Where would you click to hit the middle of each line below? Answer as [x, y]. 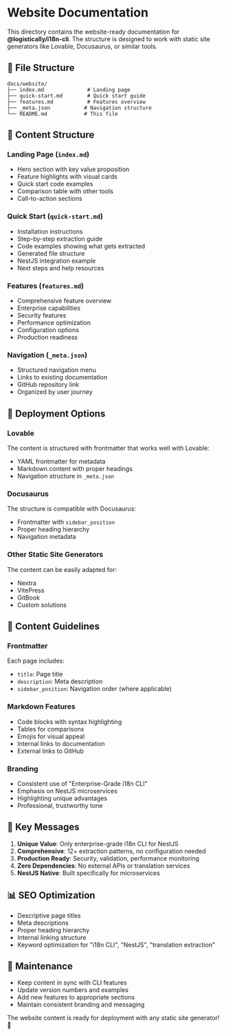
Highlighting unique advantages [62, 798]
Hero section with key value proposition [73, 169]
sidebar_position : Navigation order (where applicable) [94, 689]
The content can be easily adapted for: [62, 569]
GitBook [28, 597]
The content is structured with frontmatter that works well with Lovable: [108, 448]
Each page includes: [36, 661]
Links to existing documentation [62, 377]
